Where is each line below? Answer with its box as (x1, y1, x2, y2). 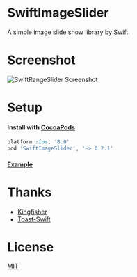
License (7, 239, 54, 255)
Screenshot (7, 52, 76, 68)
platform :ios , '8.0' (7, 138, 70, 145)
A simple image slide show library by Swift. (7, 28, 130, 36)
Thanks (7, 184, 52, 200)
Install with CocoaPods (7, 123, 75, 132)
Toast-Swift (17, 214, 51, 223)
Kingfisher (17, 207, 47, 216)
